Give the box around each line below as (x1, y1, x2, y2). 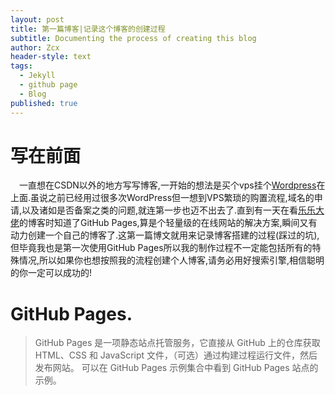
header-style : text (10, 52, 92, 62)
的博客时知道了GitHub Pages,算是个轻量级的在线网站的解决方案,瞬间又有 (19, 217, 318, 229)
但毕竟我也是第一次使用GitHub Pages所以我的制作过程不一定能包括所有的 (10, 242, 313, 254)
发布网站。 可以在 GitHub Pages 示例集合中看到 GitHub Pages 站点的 (34, 362, 319, 374)
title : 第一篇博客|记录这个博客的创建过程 (10, 24, 166, 34)
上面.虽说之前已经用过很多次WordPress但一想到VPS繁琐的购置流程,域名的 (10, 192, 315, 204)
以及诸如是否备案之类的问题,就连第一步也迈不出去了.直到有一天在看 (21, 204, 299, 216)
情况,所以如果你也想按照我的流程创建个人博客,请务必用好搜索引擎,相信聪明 (18, 254, 325, 266)
